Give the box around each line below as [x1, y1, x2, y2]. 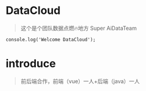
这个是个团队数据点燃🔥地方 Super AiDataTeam [20, 24, 137, 32]
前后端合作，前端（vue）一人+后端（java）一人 [20, 77, 141, 85]
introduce [5, 57, 56, 70]
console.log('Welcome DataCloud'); [5, 36, 96, 42]
